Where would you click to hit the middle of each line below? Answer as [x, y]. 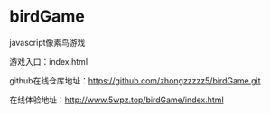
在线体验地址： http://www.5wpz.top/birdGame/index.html [116, 100]
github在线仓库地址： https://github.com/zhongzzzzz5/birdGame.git [135, 80]
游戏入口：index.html [49, 61]
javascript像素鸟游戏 [47, 42]
